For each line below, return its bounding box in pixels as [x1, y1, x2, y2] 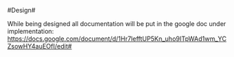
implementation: [7, 27, 54, 35]
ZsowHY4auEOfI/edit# [7, 42, 72, 50]
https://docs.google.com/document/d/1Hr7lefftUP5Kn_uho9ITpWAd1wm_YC [7, 34, 227, 43]
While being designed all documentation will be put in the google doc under [7, 20, 226, 27]
